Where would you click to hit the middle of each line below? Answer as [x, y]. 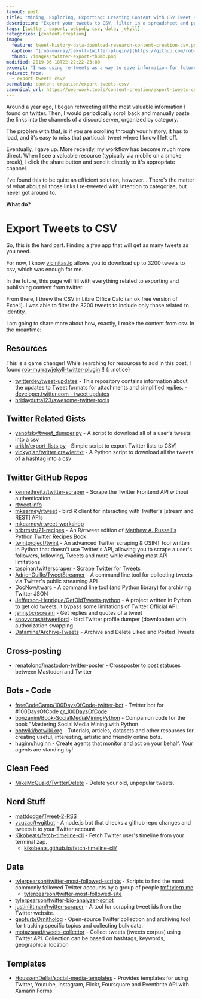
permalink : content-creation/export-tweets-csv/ [68, 84]
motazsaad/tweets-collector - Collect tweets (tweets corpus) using [98, 932]
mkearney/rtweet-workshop [49, 524]
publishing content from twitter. [45, 287]
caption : [22, 51]
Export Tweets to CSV [62, 229]
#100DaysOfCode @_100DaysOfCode [61, 711]
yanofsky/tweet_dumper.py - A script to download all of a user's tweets [103, 433]
